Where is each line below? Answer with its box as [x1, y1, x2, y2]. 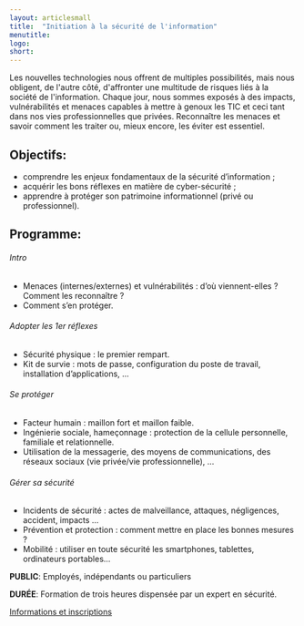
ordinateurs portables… [22, 553, 111, 565]
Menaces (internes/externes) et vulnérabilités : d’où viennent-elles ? [22, 280, 279, 292]
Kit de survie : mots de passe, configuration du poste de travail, [22, 358, 261, 369]
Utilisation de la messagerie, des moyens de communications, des [22, 446, 271, 457]
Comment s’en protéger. [22, 300, 114, 311]
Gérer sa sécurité [9, 477, 75, 487]
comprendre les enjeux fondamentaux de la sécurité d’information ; [22, 170, 276, 182]
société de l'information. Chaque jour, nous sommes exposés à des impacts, [9, 92, 296, 103]
